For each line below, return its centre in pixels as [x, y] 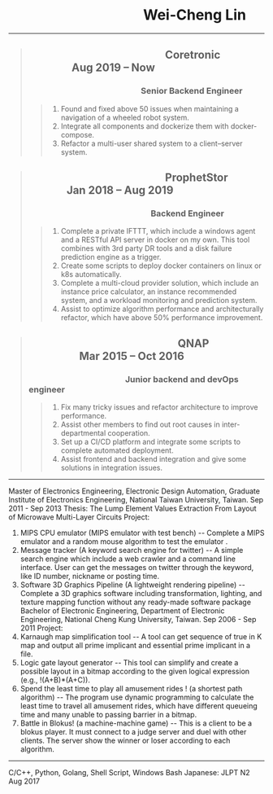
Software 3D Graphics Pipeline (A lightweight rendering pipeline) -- [132, 585]
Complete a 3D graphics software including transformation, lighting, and [141, 593]
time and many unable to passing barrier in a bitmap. [108, 715]
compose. [78, 134]
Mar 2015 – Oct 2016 [132, 356]
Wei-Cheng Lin [195, 15]
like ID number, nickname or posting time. [90, 576]
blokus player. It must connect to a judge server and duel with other [133, 732]
